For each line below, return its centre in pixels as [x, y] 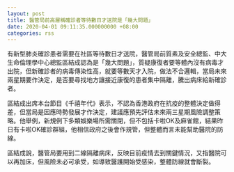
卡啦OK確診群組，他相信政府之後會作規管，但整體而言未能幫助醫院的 [118, 130]
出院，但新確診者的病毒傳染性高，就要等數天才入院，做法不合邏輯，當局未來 [117, 71]
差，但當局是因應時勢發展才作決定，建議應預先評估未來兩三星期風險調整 [111, 112]
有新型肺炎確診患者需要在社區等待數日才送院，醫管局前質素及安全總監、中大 [117, 54]
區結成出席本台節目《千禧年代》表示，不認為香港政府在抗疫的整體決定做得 [114, 103]
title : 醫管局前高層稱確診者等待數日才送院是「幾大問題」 [80, 20]
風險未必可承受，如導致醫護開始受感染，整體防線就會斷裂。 [129, 162]
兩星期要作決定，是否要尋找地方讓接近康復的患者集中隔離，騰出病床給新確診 [117, 80]
